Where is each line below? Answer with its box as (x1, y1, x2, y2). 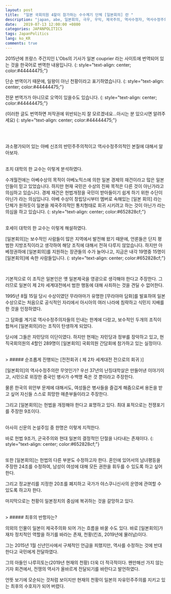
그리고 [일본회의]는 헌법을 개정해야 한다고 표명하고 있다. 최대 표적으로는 (5, 401, 148, 408)
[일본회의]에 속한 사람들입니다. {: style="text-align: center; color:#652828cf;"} (5, 255, 166, 261)
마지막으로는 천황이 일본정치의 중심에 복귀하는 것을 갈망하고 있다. (5, 497, 135, 504)
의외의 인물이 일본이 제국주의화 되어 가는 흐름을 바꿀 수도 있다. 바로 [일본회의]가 (5, 525, 163, 531)
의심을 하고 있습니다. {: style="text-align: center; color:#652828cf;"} (5, 208, 146, 215)
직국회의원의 (5, 340, 31, 346)
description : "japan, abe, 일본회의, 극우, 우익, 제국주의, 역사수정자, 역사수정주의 (5, 17, 168, 22)
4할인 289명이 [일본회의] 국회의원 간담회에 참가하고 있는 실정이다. (31, 340, 162, 346)
